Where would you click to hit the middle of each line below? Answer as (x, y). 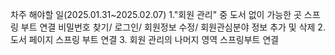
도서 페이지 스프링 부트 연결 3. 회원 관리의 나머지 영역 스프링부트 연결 (145, 39)
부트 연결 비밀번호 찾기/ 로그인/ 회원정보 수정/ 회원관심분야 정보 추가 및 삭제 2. (173, 27)
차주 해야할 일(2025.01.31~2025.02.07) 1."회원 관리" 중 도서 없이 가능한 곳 (156, 14)
